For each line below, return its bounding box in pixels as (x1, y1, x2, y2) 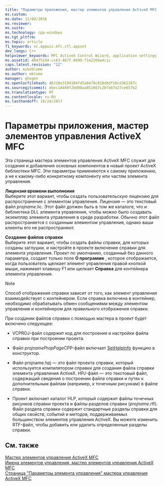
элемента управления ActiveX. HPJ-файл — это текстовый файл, (12, 371, 148, 376)
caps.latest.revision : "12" (5, 62, 63, 67)
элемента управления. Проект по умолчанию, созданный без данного (5, 250, 153, 256)
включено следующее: (5, 321, 54, 327)
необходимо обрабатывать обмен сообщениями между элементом (5, 300, 148, 306)
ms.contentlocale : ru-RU (5, 94, 56, 99)
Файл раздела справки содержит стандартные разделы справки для (12, 406, 158, 412)
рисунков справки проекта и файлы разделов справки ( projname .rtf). (12, 401, 158, 407)
